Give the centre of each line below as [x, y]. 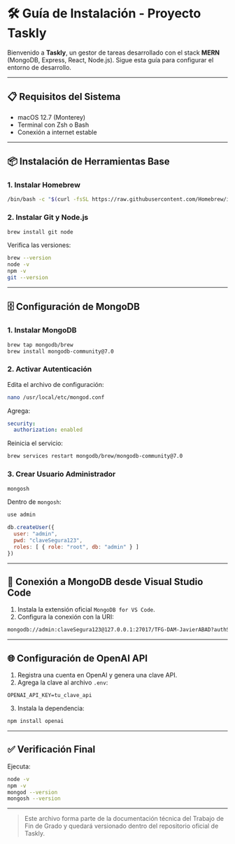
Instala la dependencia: [51, 708]
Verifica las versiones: [39, 245]
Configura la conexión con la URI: [65, 617]
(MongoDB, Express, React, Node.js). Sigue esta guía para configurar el [111, 59]
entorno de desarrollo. [40, 67]
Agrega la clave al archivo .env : [63, 682]
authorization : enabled [48, 430]
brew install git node [40, 232]
